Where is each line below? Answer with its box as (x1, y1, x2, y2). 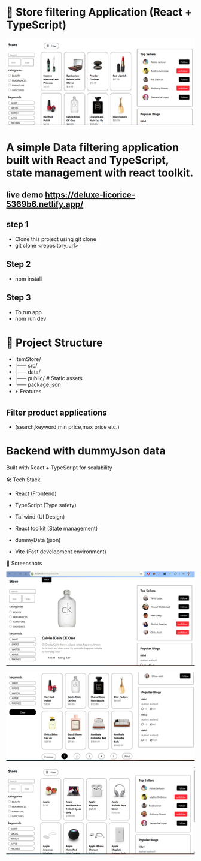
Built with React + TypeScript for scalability (6, 464, 112, 471)
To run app (14, 308, 42, 315)
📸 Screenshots (6, 560, 42, 567)
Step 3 (6, 293, 31, 303)
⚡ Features (14, 388, 42, 395)
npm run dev (14, 315, 47, 322)
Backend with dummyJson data (6, 444, 166, 458)
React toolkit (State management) (14, 525, 98, 532)
